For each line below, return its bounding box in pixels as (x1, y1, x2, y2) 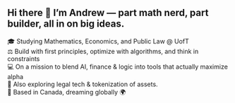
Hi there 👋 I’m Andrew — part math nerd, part (7, 7, 209, 19)
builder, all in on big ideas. (7, 18, 125, 30)
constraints (7, 54, 40, 63)
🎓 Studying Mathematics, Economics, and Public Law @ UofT (7, 36, 189, 46)
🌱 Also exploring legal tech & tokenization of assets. (7, 80, 158, 88)
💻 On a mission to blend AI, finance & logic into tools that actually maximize (7, 62, 228, 71)
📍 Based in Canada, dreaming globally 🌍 (7, 88, 126, 96)
